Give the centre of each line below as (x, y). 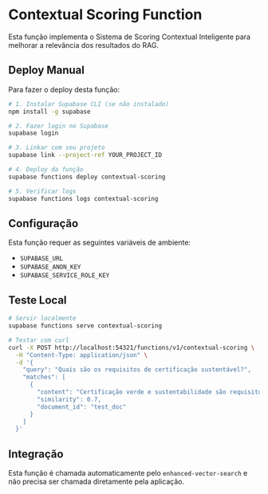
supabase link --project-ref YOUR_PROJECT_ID (85, 155)
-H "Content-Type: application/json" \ (82, 355)
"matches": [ (44, 377)
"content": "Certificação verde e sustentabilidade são (132, 392)
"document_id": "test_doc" (82, 407)
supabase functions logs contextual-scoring (83, 198)
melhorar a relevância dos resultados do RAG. (84, 45)
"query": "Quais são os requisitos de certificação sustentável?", (137, 370)
